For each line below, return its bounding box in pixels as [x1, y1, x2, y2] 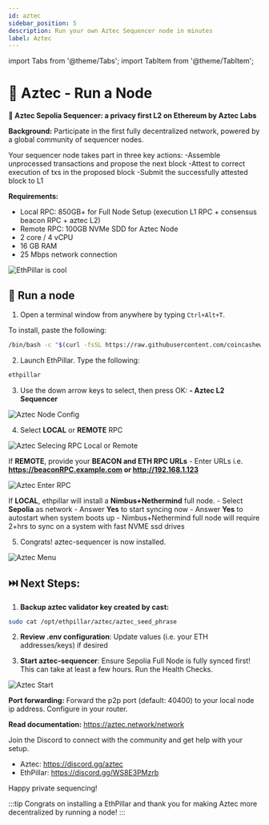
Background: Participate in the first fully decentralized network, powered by [8, 126, 260, 136]
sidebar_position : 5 [8, 19, 78, 27]
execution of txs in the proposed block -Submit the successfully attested [8, 168, 248, 177]
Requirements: [8, 192, 58, 201]
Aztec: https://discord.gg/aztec [19, 759, 124, 769]
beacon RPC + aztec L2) [19, 216, 102, 226]
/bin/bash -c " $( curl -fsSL [8, 341, 102, 349]
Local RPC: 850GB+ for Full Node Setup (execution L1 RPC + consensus [19, 207, 258, 217]
